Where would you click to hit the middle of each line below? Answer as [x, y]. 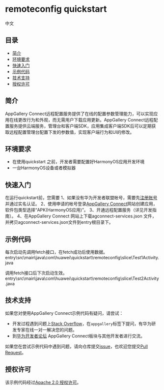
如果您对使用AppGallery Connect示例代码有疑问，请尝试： [64, 313]
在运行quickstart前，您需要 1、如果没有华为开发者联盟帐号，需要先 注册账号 [81, 198]
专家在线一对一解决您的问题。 [47, 330]
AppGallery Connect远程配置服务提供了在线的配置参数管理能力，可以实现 [79, 114]
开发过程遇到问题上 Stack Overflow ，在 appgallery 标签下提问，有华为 [82, 324]
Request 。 [15, 352]
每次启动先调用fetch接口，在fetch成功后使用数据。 [56, 252]
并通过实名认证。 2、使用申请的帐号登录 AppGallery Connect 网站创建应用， [81, 204]
